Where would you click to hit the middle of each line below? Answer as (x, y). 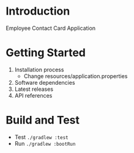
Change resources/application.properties (76, 76)
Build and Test (43, 120)
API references (33, 95)
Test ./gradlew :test (41, 137)
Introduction (38, 11)
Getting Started (46, 53)
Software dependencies (45, 82)
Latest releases (34, 89)
